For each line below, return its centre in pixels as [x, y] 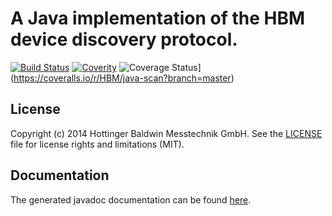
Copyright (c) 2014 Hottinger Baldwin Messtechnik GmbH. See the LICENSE [166, 133]
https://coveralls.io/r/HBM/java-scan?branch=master [122, 78]
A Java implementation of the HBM [158, 18]
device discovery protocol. [124, 39]
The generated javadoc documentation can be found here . [131, 199]
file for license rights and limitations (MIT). [97, 144]
